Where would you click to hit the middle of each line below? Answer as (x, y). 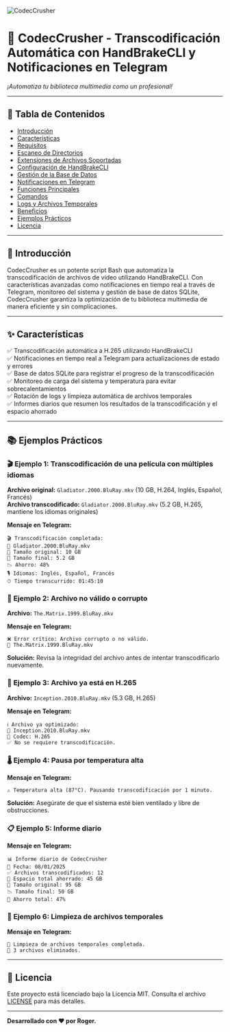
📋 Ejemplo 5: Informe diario (54, 828)
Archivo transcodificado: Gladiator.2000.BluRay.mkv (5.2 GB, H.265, (105, 504)
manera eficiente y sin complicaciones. (62, 306)
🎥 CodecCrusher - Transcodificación (114, 38)
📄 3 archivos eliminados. (44, 950)
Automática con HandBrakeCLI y (102, 53)
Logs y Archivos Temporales (57, 204)
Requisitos (32, 145)
